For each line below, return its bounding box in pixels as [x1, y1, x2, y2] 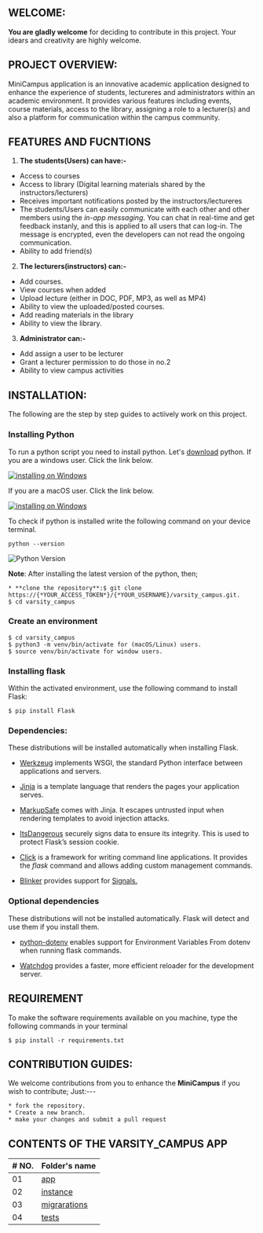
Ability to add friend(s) [19, 247, 93, 256]
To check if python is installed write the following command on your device [8, 516, 251, 526]
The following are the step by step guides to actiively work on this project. [8, 409, 247, 419]
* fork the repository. [8, 1102, 86, 1110]
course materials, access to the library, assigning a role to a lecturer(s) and [8, 104, 250, 113]
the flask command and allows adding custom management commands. [19, 861, 253, 871]
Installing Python [8, 429, 75, 440]
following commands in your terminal [8, 1021, 128, 1030]
